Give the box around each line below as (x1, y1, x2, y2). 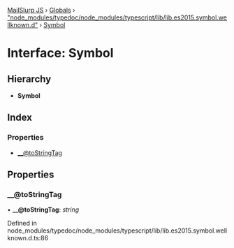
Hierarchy (7, 73, 52, 85)
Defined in (7, 219, 37, 228)
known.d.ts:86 (7, 234, 49, 242)
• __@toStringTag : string (7, 205, 80, 214)
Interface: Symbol (7, 45, 114, 61)
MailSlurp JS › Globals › (7, 6, 75, 14)
